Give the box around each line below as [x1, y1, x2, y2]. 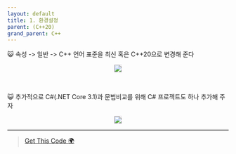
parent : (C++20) [7, 23, 55, 30]
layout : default [7, 10, 55, 18]
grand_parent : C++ [7, 30, 61, 37]
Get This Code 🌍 [24, 136, 75, 145]
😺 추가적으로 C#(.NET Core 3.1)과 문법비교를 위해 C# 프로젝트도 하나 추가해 [7, 93, 218, 101]
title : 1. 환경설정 [7, 17, 58, 24]
